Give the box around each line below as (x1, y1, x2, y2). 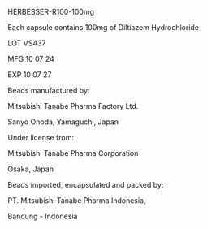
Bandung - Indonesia (7, 211, 78, 221)
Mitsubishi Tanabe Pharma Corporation (7, 149, 139, 158)
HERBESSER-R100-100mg (7, 7, 95, 16)
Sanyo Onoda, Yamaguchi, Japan (7, 117, 119, 127)
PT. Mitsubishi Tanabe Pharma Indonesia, (7, 196, 147, 205)
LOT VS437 (7, 38, 46, 48)
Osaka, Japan (7, 164, 54, 174)
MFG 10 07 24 (7, 54, 54, 63)
